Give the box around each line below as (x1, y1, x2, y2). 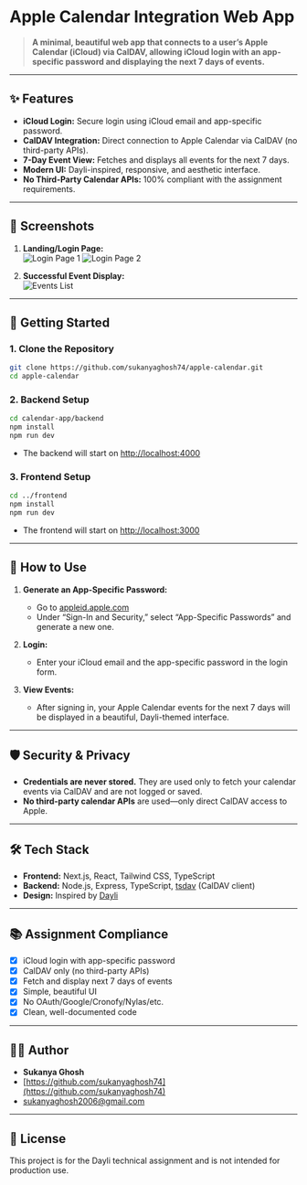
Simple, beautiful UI (22, 986, 98, 998)
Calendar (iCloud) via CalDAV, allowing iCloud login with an (31, 46, 261, 57)
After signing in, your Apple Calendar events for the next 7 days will (36, 701, 291, 712)
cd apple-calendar (9, 372, 79, 381)
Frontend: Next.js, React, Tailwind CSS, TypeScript (22, 870, 216, 881)
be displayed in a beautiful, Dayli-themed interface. (36, 711, 230, 722)
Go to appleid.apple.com (36, 602, 130, 613)
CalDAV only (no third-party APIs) (22, 966, 150, 977)
